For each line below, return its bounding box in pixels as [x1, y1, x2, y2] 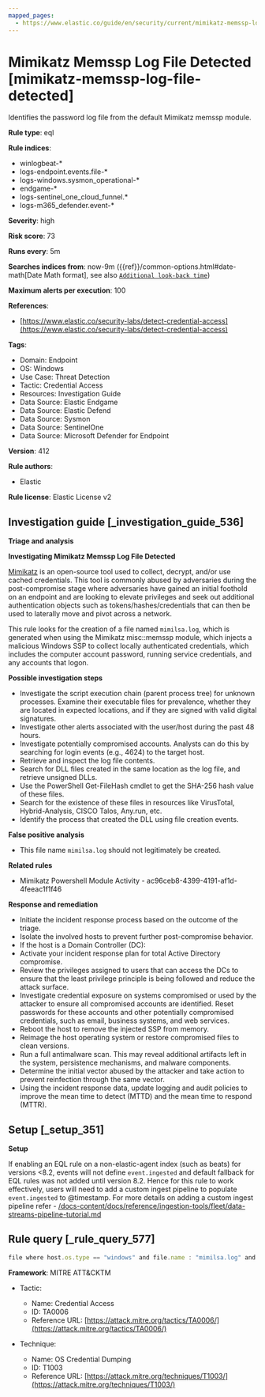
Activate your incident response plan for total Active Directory [19, 948, 221, 958]
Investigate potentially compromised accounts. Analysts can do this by [19, 739, 250, 748]
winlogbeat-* [19, 159, 63, 168]
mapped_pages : [8, 11, 55, 20]
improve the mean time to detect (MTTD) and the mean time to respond [19, 1092, 252, 1101]
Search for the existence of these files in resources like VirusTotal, [19, 798, 235, 808]
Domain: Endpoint [19, 355, 78, 365]
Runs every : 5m [8, 247, 61, 256]
